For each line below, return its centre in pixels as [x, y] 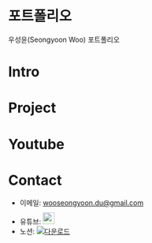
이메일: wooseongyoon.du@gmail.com [82, 203]
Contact [35, 180]
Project [32, 108]
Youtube [37, 144]
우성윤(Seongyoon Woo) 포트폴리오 [64, 39]
